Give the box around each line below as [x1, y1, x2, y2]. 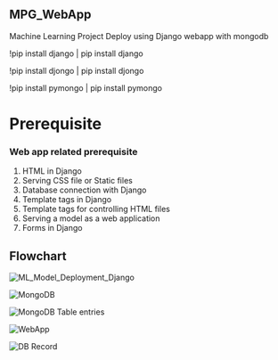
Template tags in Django [21, 194, 112, 205]
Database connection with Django [21, 184, 147, 195]
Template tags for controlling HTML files [21, 204, 171, 215]
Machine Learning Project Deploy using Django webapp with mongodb [9, 30, 269, 41]
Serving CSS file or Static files [21, 176, 134, 186]
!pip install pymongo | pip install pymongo [9, 82, 163, 93]
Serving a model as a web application [21, 213, 160, 224]
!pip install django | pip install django [9, 48, 144, 59]
